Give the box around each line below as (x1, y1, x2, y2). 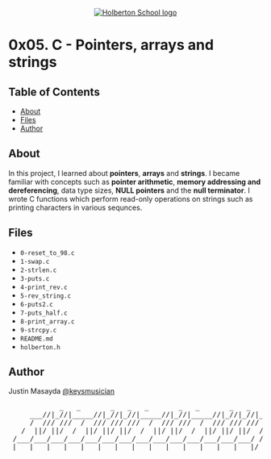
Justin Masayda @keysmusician (8, 386, 115, 396)
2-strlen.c (19, 266, 57, 274)
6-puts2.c (19, 300, 54, 308)
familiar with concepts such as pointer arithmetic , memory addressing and (8, 177, 261, 186)
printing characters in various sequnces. (8, 202, 143, 212)
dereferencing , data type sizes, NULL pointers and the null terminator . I (8, 186, 250, 195)
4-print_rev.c (19, 283, 68, 291)
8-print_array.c (19, 317, 75, 326)
